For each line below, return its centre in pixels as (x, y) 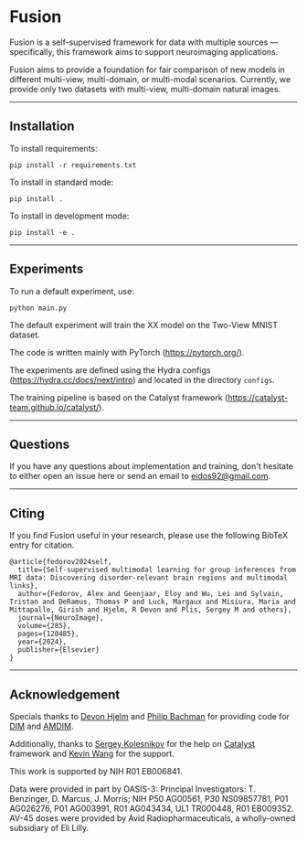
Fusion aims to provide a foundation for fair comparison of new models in (147, 69)
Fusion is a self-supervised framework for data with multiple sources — (144, 42)
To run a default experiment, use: (72, 291)
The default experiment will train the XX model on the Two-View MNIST (144, 325)
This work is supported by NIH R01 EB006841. (96, 771)
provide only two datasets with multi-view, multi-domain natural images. (145, 89)
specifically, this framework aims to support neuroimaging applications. (144, 51)
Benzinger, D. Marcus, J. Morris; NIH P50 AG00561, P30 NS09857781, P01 (149, 799)
